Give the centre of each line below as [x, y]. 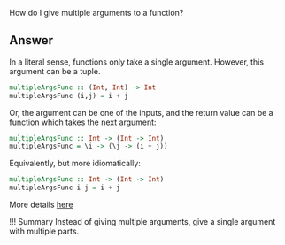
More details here [41, 205]
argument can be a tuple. [55, 71]
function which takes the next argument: [83, 122]
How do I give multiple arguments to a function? [96, 13]
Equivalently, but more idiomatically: [75, 164]
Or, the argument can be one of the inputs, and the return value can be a [141, 112]
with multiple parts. [44, 231]
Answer [31, 40]
